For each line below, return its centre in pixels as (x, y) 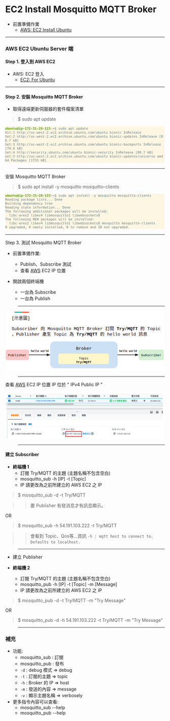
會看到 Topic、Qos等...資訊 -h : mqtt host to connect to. (92, 536)
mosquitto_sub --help (43, 708)
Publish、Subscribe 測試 (46, 264)
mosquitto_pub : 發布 (42, 664)
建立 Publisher (28, 557)
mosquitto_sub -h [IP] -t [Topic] (53, 479)
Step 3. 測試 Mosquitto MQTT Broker (44, 243)
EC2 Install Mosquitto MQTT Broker (81, 9)
